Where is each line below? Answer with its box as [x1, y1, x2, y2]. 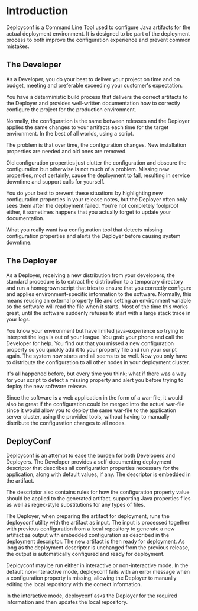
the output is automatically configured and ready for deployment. [6, 551, 165, 558]
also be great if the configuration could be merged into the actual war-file [6, 400, 185, 407]
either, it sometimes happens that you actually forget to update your [6, 208, 171, 216]
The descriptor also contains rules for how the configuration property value [6, 488, 190, 496]
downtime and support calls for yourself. [6, 178, 105, 185]
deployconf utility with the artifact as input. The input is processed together [6, 519, 190, 526]
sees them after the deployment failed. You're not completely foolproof [6, 202, 179, 209]
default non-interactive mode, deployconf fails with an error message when [6, 568, 190, 575]
